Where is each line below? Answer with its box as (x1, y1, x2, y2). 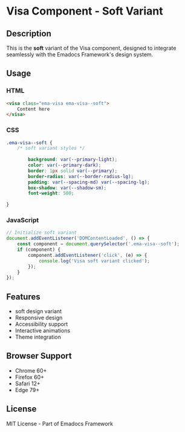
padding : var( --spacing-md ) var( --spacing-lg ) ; (28, 179, 150, 185)
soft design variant (15, 308, 62, 315)
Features (6, 291, 41, 302)
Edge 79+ (15, 386, 40, 393)
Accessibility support (15, 321, 68, 328)
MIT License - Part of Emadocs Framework (6, 420, 114, 427)
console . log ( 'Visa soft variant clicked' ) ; (38, 258, 150, 264)
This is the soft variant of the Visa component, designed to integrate (6, 44, 177, 52)
